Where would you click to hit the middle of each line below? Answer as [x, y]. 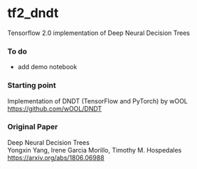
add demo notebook [47, 67]
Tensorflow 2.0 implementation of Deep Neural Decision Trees [99, 33]
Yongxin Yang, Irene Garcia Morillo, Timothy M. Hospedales [95, 150]
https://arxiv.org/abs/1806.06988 [56, 158]
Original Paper [33, 127]
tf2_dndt [33, 13]
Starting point [32, 86]
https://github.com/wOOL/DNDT [55, 108]
